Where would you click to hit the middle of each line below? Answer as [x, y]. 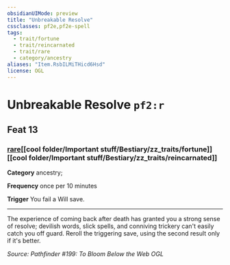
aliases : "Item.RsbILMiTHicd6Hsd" [56, 64]
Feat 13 [23, 130]
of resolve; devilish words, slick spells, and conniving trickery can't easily [111, 226]
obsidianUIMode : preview [42, 13]
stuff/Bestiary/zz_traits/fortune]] [156, 149]
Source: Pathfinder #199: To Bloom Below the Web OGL [86, 254]
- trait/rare [32, 52]
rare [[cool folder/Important [53, 149]
